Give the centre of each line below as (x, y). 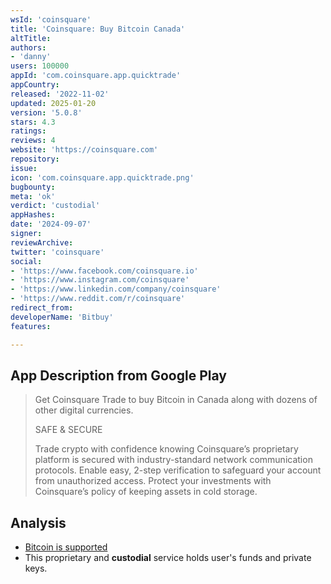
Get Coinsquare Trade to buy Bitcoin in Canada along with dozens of (176, 400)
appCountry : (35, 85)
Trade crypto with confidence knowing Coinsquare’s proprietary (166, 449)
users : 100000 (40, 66)
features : (31, 326)
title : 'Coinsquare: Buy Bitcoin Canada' (98, 29)
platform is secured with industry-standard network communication (173, 460)
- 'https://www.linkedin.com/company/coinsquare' (116, 289)
